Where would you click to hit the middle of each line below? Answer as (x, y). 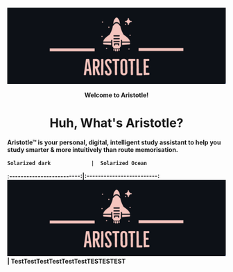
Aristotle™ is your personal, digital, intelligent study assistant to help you (114, 142)
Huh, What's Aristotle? (116, 123)
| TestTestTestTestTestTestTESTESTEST (67, 262)
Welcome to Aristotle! (116, 95)
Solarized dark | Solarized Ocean (77, 164)
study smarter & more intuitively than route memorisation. (93, 150)
